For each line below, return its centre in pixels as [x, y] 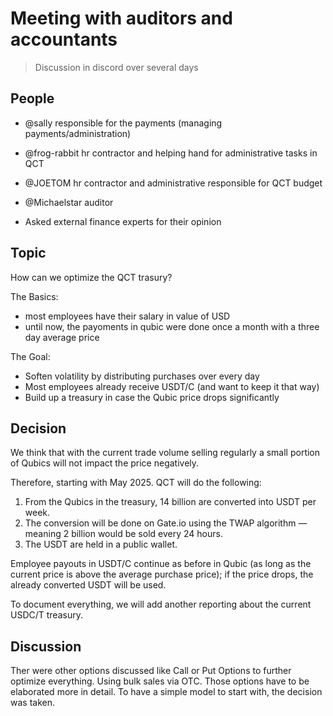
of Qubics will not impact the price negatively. [105, 463]
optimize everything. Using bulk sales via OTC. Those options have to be [160, 681]
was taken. [32, 703]
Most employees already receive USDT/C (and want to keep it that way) [172, 386]
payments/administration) [78, 133]
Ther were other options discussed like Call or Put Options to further [151, 671]
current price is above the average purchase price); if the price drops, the [162, 574]
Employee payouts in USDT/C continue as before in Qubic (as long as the [161, 564]
